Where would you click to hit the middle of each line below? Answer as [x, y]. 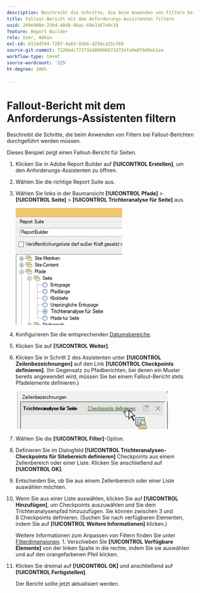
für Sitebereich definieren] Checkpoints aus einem [112, 457]
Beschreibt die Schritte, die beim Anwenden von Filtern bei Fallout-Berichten [100, 135]
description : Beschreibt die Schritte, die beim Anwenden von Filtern [96, 13]
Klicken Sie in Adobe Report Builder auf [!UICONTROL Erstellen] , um [99, 164]
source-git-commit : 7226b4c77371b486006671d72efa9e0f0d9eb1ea [85, 51]
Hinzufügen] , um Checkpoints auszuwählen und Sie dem [85, 505]
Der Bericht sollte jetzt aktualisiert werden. [67, 584]
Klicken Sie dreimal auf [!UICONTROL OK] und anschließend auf [94, 566]
